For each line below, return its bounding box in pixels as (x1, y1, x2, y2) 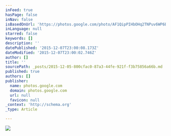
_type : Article (5, 107, 38, 112)
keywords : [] (5, 36, 33, 41)
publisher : (5, 78, 28, 84)
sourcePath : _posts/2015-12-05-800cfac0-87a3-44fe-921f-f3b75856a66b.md (5, 64, 163, 69)
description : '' (5, 41, 40, 46)
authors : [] (5, 74, 31, 79)
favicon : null (10, 97, 40, 102)
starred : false (5, 31, 38, 36)
